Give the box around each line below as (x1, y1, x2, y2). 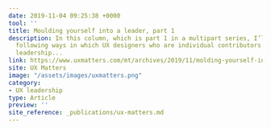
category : (8, 79, 42, 87)
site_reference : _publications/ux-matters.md (8, 109, 164, 117)
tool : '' (8, 19, 38, 27)
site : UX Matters (8, 64, 67, 72)
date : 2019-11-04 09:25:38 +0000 (8, 11, 121, 20)
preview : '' (8, 101, 48, 109)
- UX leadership (8, 86, 63, 95)
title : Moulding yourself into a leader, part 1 (8, 26, 175, 34)
